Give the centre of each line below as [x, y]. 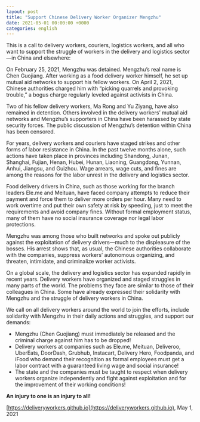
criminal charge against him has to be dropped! [73, 340]
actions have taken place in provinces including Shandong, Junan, [87, 156]
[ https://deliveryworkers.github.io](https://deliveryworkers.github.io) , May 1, [99, 408]
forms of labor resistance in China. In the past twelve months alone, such [96, 150]
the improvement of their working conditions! [70, 384]
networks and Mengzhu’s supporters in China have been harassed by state [99, 119]
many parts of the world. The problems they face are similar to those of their [100, 286]
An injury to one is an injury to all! [49, 396]
